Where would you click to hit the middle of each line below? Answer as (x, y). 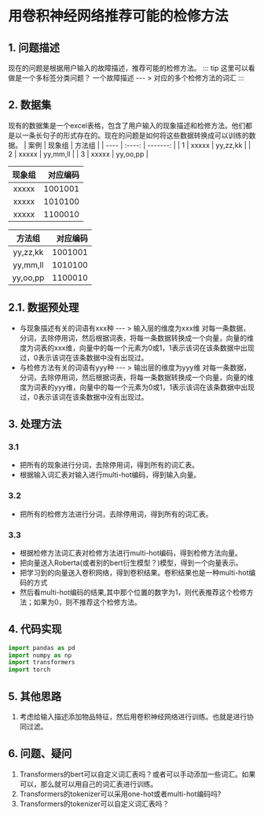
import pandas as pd (42, 648)
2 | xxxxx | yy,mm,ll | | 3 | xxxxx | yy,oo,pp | (79, 153)
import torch (29, 670)
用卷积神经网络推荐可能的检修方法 (119, 16)
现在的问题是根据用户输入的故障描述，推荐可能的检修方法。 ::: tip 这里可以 (128, 68)
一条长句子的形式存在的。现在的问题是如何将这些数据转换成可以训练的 (135, 135)
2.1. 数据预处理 (44, 308)
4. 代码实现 (35, 629)
